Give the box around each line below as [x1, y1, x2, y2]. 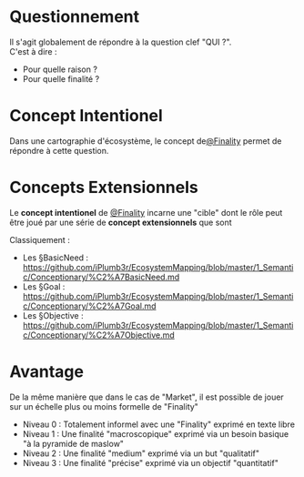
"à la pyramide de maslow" [22, 438, 125, 449]
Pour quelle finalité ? [22, 73, 100, 84]
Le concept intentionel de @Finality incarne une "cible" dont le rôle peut [9, 207, 283, 218]
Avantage [9, 361, 85, 381]
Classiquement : [9, 234, 70, 245]
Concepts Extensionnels [9, 178, 198, 198]
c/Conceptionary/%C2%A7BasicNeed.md [22, 271, 180, 282]
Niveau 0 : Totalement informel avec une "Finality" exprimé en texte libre [22, 419, 296, 430]
